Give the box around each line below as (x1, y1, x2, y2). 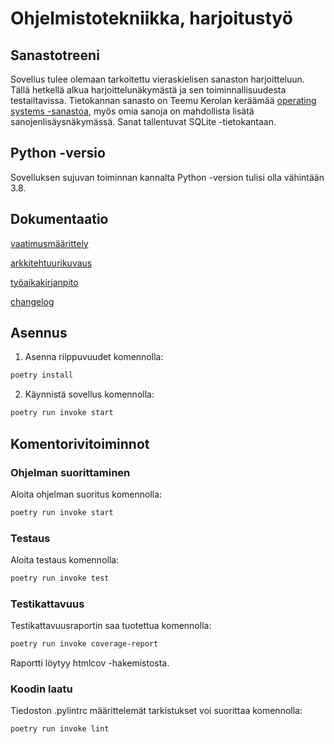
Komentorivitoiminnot (10, 435, 150, 452)
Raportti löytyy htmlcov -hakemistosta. (10, 657, 170, 669)
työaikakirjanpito (10, 276, 79, 288)
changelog (10, 295, 55, 307)
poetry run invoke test (10, 573, 110, 584)
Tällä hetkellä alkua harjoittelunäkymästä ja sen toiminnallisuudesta (10, 84, 287, 96)
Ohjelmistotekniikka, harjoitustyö (10, 7, 293, 30)
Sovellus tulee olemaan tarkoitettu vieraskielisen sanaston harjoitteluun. (10, 73, 305, 85)
